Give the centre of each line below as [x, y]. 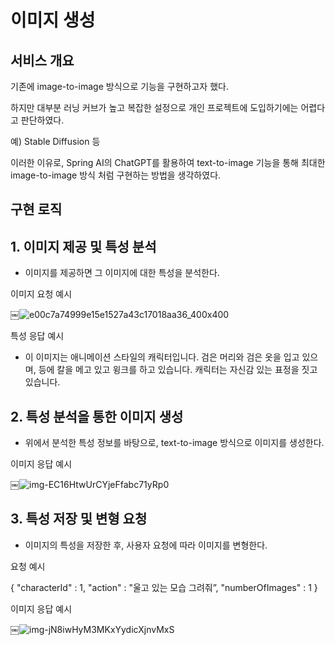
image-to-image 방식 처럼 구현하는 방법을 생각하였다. [116, 175]
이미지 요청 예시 [41, 294]
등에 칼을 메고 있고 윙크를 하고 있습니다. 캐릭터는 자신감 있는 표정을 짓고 [178, 370]
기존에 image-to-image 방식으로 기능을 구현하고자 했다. [119, 86]
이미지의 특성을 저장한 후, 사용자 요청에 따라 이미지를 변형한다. [146, 545]
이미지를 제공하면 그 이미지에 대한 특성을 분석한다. [122, 273]
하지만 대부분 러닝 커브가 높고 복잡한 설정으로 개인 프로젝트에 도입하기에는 [154, 107]
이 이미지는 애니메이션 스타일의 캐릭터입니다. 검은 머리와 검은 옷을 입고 [162, 357]
